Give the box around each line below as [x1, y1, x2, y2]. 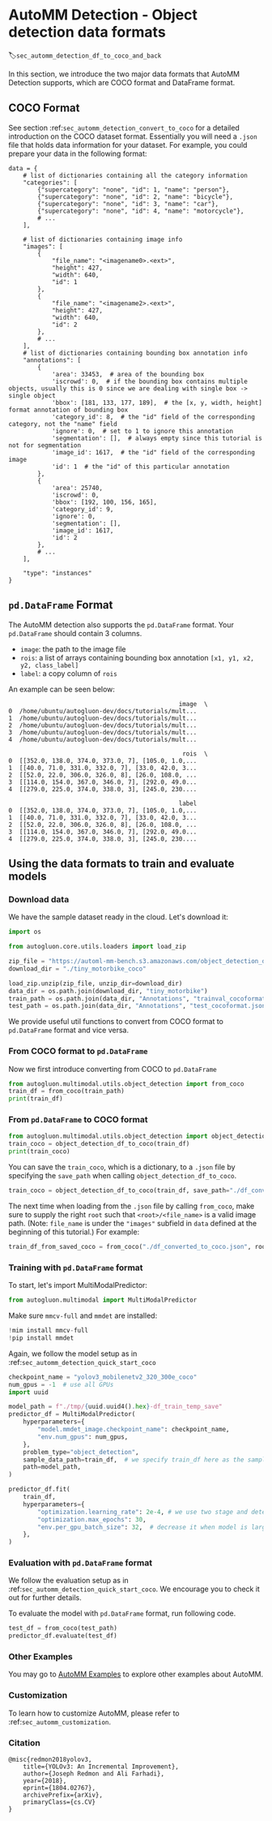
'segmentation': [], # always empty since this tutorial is [51, 434, 263, 442]
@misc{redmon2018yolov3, [8, 1755, 92, 1764]
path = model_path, [23, 1463, 82, 1471]
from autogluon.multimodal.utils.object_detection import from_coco [8, 1079, 244, 1088]
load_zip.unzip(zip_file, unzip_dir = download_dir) [8, 979, 183, 988]
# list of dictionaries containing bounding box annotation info [23, 349, 249, 357]
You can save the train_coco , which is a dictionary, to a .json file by [8, 1162, 236, 1172]
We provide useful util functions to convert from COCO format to [8, 1017, 224, 1027]
